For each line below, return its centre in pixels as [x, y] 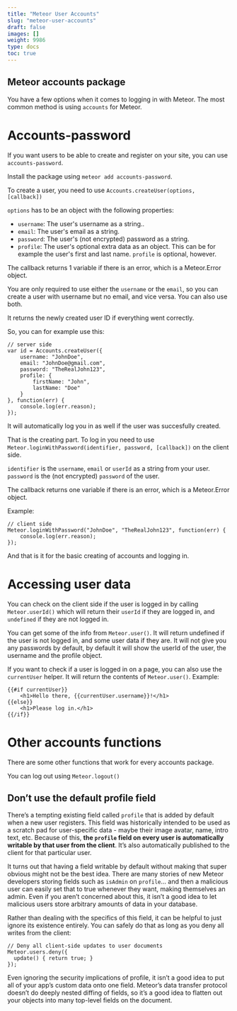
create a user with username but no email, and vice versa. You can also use [117, 296]
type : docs [23, 47]
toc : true [22, 54]
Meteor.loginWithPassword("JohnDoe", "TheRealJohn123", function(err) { [117, 530]
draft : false [27, 27]
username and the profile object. [55, 655]
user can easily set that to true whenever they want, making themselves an [116, 889]
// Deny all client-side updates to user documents [85, 946]
